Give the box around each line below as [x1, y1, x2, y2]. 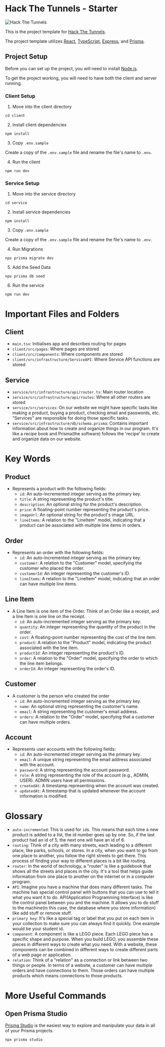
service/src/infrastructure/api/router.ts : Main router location [12, 389, 144, 395]
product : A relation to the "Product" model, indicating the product [19, 639, 152, 645]
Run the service [12, 283, 44, 288]
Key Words [5, 453, 51, 464]
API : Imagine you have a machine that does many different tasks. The [12, 884, 152, 890]
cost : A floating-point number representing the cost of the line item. [19, 634, 157, 640]
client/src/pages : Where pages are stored [12, 346, 99, 352]
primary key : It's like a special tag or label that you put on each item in [12, 915, 154, 921]
